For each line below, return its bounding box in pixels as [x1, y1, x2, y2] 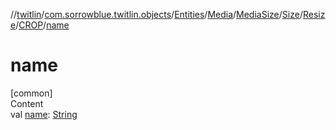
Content [10, 97, 44, 109]
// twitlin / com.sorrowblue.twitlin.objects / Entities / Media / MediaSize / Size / [10, 9, 303, 20]
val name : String [10, 108, 78, 120]
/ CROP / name [15, 19, 70, 31]
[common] [10, 87, 53, 99]
